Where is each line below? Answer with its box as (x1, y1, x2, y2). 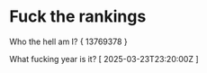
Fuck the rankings (9, 6, 147, 27)
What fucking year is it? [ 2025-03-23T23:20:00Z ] (9, 53, 200, 64)
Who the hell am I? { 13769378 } (9, 36, 128, 47)
